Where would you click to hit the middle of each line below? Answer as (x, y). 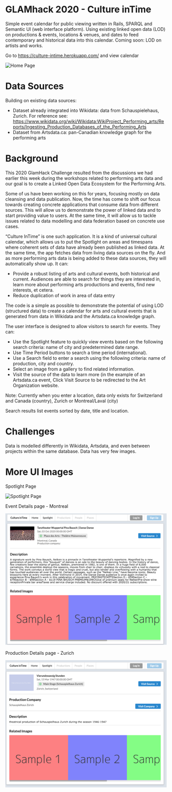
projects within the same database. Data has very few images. (71, 451)
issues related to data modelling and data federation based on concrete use (85, 221)
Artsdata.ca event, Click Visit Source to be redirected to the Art (79, 380)
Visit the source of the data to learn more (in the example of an (79, 374)
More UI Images (39, 472)
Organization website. (36, 385)
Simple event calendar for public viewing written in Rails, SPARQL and (79, 24)
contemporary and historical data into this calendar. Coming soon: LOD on (83, 40)
